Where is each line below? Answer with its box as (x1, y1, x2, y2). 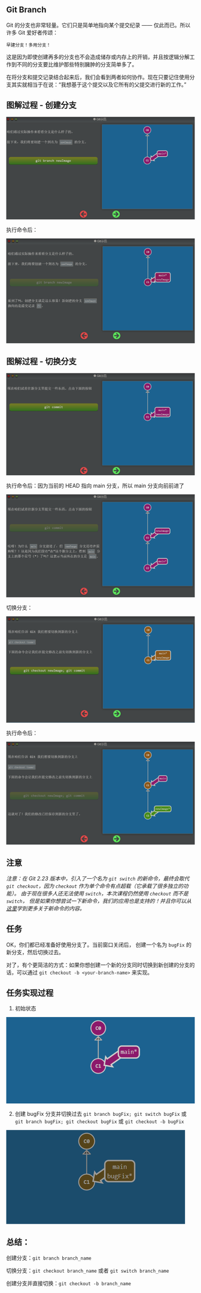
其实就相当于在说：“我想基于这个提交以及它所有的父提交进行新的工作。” (11, 81, 187, 88)
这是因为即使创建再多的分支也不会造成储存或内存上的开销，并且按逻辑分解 (6, 53, 190, 60)
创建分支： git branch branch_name (6, 1254, 92, 1261)
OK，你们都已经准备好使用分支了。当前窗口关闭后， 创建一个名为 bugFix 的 (6, 941, 191, 948)
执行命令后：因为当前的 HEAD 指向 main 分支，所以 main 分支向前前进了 (6, 482, 184, 489)
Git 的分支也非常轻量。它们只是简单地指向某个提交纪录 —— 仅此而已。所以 (6, 21, 191, 29)
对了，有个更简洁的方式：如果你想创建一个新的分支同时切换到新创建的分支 (6, 961, 190, 969)
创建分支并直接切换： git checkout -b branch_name (6, 1279, 132, 1286)
